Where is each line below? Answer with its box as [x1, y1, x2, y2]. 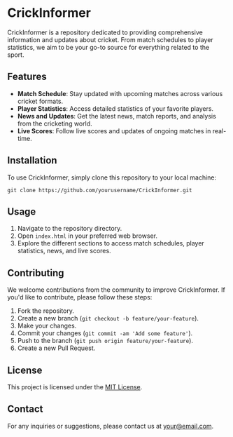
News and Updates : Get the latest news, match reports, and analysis [17, 112, 217, 120]
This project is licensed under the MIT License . [7, 383, 143, 391]
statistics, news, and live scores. [17, 247, 111, 255]
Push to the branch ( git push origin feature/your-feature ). [17, 337, 194, 345]
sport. [7, 51, 24, 59]
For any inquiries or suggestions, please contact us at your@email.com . [7, 422, 214, 430]
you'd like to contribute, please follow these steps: [7, 293, 153, 302]
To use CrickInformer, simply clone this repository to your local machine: [7, 173, 217, 182]
